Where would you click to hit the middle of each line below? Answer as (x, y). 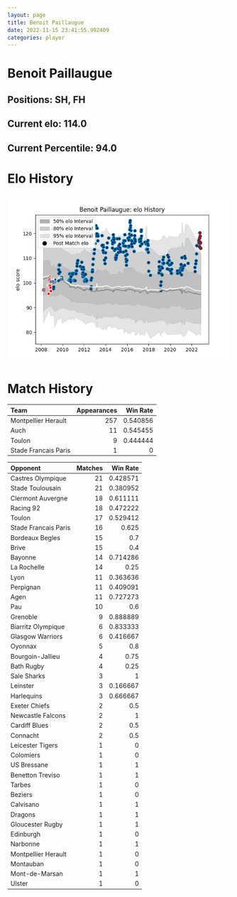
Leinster (22, 686)
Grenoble (24, 617)
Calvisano (25, 805)
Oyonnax (23, 646)
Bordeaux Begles (35, 537)
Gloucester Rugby (37, 824)
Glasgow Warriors (37, 637)
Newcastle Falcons (38, 716)
